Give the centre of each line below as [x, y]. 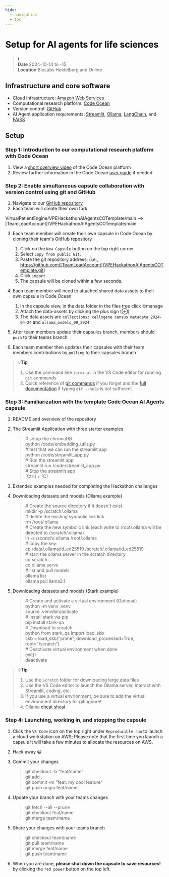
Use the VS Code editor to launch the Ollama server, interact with [93, 685]
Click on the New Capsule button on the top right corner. [77, 249]
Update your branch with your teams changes [60, 797]
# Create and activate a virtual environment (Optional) [81, 601]
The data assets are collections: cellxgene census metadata [84, 317]
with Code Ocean [27, 156]
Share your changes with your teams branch [59, 828]
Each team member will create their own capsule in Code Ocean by [82, 234]
